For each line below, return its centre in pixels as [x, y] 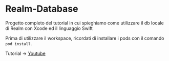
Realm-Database [42, 9]
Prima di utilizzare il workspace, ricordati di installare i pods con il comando [85, 38]
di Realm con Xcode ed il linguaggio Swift [49, 28]
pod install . [19, 43]
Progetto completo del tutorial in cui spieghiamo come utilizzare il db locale [84, 23]
